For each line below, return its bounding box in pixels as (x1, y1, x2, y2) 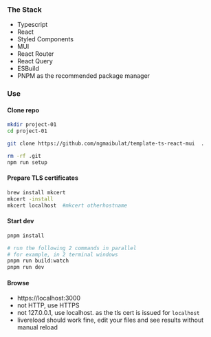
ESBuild (16, 64, 39, 73)
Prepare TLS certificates (7, 174, 79, 182)
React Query (16, 57, 53, 65)
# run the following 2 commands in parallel (7, 245, 137, 252)
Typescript (16, 21, 48, 29)
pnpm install (7, 232, 45, 239)
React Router (16, 50, 54, 58)
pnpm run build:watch (7, 257, 69, 265)
